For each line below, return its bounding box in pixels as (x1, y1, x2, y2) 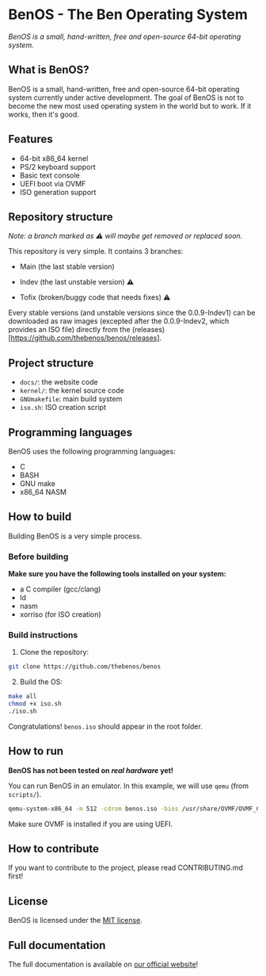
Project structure (8, 356, 94, 369)
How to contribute (8, 842, 100, 855)
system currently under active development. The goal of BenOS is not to (8, 93, 244, 102)
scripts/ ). (8, 789, 42, 798)
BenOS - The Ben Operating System (8, 6, 248, 24)
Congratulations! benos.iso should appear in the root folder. (8, 721, 203, 731)
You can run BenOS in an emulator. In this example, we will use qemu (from (8, 781, 249, 790)
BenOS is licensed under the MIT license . (8, 916, 142, 925)
